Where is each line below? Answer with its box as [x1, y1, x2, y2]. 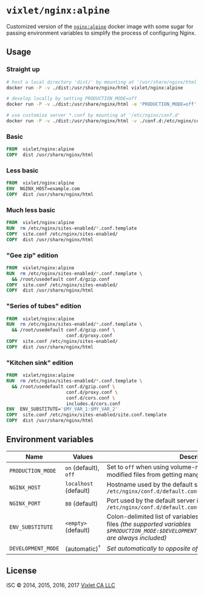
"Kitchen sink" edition [6, 358, 74, 367]
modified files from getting [106, 470, 182, 479]
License [6, 565, 37, 576]
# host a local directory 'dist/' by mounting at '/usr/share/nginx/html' [6, 79, 200, 85]
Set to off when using [106, 462, 169, 471]
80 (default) [64, 499, 98, 507]
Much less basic [6, 206, 56, 214]
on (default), [64, 463, 100, 472]
